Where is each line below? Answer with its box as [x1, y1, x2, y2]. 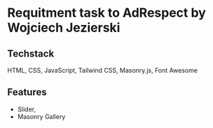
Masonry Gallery [17, 112, 66, 120]
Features [7, 86, 47, 99]
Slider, [17, 105, 36, 113]
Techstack [7, 48, 55, 59]
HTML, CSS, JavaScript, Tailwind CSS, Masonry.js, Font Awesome [7, 66, 198, 74]
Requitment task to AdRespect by [7, 5, 207, 21]
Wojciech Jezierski [7, 20, 121, 36]
